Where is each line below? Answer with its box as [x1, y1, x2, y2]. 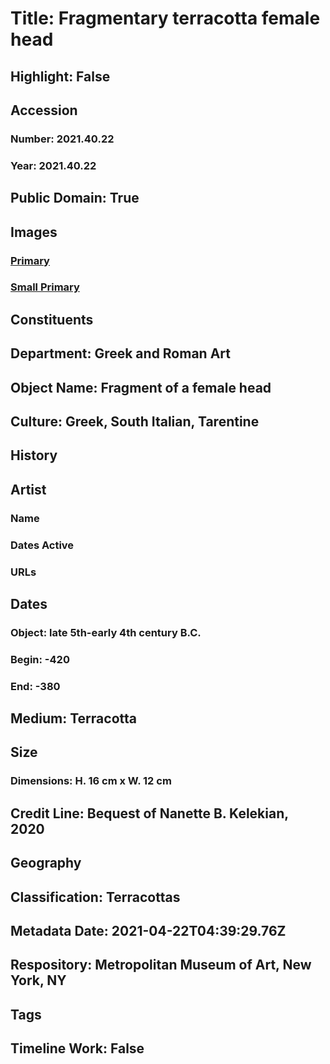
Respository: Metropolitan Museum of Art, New [10, 957, 312, 974]
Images [10, 223, 58, 241]
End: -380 [10, 679, 61, 693]
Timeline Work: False [10, 1040, 145, 1057]
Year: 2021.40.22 [10, 158, 97, 172]
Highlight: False [10, 68, 111, 85]
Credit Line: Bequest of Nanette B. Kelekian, [10, 805, 289, 822]
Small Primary [10, 280, 80, 294]
